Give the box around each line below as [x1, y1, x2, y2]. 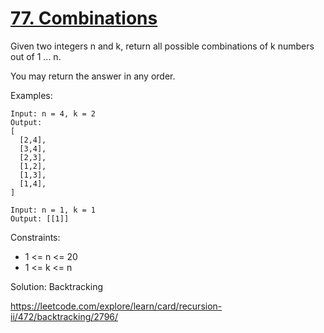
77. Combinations [10, 7, 158, 30]
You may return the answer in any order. [10, 70, 176, 82]
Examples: [10, 89, 53, 101]
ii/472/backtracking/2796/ [10, 310, 119, 322]
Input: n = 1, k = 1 [10, 205, 97, 215]
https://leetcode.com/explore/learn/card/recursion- [10, 300, 223, 312]
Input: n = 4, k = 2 [10, 108, 97, 119]
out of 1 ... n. [10, 50, 62, 62]
